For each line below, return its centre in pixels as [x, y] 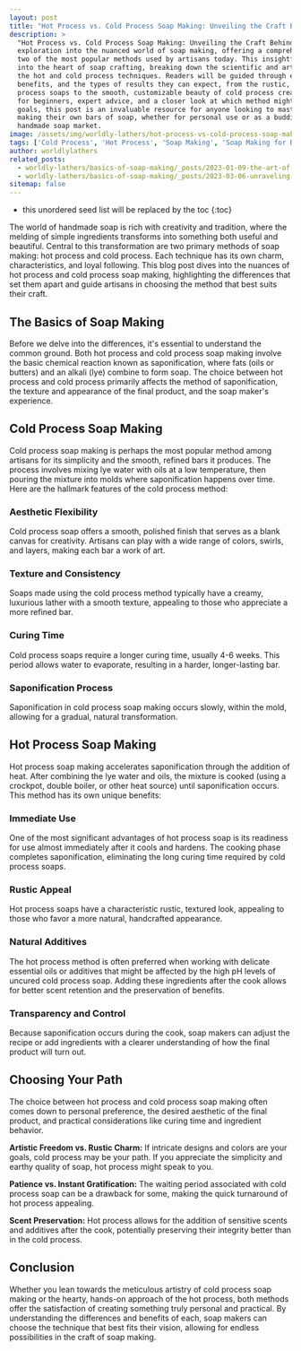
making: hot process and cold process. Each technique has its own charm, [147, 255]
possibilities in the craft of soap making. [83, 1337]
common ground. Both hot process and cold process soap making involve [146, 353]
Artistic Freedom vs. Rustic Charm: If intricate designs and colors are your [148, 1147]
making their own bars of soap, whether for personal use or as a [144, 117]
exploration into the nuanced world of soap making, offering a [140, 51]
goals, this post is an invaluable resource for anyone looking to [146, 109]
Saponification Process [61, 688]
